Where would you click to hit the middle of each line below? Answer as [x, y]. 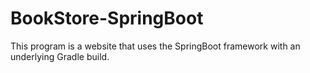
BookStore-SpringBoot [107, 18]
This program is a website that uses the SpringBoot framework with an [155, 46]
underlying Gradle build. [60, 56]
